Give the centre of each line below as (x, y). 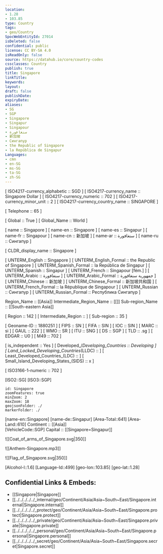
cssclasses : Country (26, 64)
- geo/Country (19, 32)
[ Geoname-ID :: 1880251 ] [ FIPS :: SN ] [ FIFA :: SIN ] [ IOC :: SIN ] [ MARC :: (81, 326)
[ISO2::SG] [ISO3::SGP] (28, 380)
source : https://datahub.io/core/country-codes (54, 59)
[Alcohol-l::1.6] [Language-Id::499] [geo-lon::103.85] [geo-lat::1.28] (72, 467)
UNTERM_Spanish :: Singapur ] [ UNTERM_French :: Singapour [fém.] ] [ (77, 270)
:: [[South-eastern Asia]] (29, 307)
